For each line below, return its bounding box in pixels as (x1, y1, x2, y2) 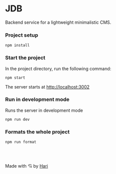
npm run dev (5, 117, 30, 122)
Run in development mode (5, 96, 70, 103)
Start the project (5, 54, 46, 61)
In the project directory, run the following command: (5, 65, 112, 72)
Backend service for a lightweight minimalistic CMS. (5, 19, 112, 25)
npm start (5, 75, 26, 80)
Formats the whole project (5, 128, 70, 135)
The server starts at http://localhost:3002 (5, 84, 90, 89)
